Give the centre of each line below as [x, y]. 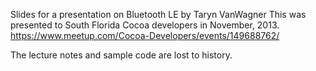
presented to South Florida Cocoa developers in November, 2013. [145, 25]
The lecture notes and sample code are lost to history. [121, 55]
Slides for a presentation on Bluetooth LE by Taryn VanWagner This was [158, 14]
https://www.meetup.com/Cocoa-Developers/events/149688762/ [145, 35]
